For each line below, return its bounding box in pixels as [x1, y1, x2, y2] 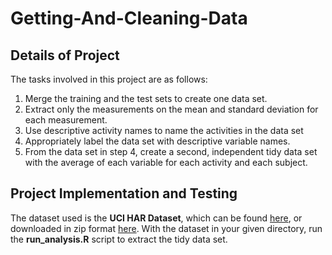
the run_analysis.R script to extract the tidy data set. [10, 233, 228, 245]
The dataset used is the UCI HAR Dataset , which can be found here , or [10, 212, 303, 224]
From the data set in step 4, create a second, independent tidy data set [24, 146, 318, 157]
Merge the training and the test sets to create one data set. [24, 93, 268, 104]
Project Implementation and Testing [10, 185, 238, 202]
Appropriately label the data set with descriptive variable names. [24, 135, 291, 147]
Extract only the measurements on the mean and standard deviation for [24, 103, 319, 115]
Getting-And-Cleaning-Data [10, 7, 248, 30]
